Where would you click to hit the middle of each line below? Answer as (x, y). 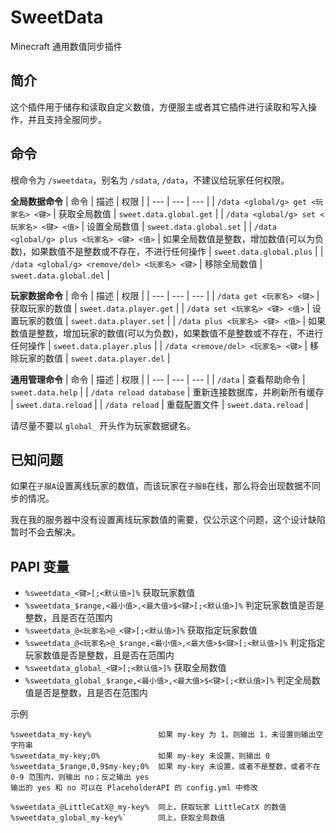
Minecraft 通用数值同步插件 (66, 46)
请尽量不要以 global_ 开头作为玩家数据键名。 (103, 425)
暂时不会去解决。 (45, 532)
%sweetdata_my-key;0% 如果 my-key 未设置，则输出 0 (140, 756)
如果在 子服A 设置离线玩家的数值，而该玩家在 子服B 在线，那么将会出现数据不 (161, 486)
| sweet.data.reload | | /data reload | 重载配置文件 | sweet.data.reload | (159, 404)
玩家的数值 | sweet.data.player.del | (94, 358)
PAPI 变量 (40, 566)
